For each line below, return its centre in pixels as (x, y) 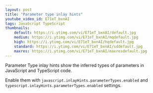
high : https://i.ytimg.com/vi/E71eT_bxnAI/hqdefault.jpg (74, 42)
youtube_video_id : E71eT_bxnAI (37, 19)
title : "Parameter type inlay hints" (44, 14)
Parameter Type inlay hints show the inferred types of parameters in (75, 65)
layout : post (19, 10)
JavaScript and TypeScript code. (39, 70)
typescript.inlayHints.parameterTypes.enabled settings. (63, 85)
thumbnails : (17, 28)
